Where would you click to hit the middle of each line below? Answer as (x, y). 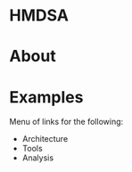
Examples (46, 97)
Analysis (38, 158)
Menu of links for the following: (66, 122)
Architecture (45, 139)
